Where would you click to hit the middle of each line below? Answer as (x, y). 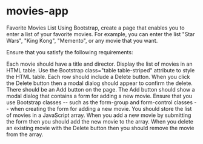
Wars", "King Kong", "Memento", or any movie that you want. (82, 40)
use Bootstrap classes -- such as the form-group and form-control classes (99, 102)
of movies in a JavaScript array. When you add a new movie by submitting (99, 115)
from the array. (25, 134)
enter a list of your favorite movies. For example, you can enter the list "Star (101, 34)
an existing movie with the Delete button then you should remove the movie (101, 128)
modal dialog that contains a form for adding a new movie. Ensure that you (99, 96)
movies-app (37, 11)
